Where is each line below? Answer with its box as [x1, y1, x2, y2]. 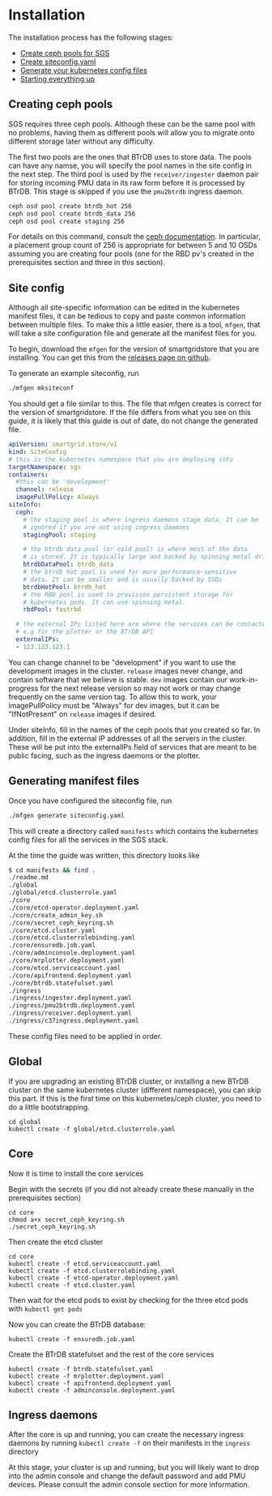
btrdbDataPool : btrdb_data [23, 561, 114, 569]
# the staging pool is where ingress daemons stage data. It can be [23, 515, 259, 524]
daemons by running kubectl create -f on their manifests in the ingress [8, 1438, 251, 1448]
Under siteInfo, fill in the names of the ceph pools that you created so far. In [8, 724, 261, 734]
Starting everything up [19, 74, 96, 83]
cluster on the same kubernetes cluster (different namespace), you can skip [8, 1084, 261, 1095]
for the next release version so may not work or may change [40, 683, 241, 693]
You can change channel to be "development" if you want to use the [8, 657, 236, 667]
